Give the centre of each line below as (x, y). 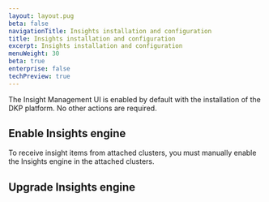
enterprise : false (39, 69)
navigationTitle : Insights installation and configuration (110, 31)
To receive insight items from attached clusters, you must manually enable (132, 153)
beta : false (28, 24)
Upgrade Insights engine (72, 187)
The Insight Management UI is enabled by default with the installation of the (134, 99)
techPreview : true (39, 76)
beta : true (27, 62)
